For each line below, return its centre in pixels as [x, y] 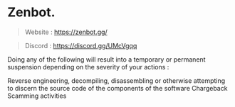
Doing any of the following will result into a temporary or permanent [106, 59]
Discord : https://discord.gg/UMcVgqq [81, 45]
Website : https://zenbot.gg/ [66, 32]
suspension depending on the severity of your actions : [88, 67]
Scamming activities [37, 96]
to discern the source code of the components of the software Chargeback [117, 88]
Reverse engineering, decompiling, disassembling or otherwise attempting [116, 80]
